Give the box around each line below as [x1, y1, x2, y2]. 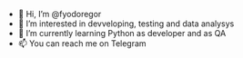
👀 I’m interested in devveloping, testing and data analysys [17, 18, 235, 29]
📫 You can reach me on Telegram [17, 38, 147, 49]
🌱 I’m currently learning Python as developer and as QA [17, 28, 227, 38]
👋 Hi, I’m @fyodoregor [17, 9, 102, 19]
